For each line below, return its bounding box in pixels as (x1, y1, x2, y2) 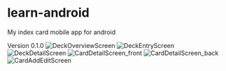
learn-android (7, 5, 90, 21)
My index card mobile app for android (7, 28, 116, 36)
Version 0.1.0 (7, 41, 44, 49)
